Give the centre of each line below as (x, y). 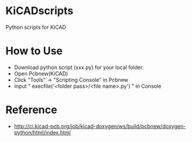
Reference (31, 110)
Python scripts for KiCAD (36, 27)
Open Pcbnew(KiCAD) (41, 73)
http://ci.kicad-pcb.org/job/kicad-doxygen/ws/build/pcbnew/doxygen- (100, 126)
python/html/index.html (42, 132)
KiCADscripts (39, 11)
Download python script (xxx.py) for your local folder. (79, 67)
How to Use (34, 51)
